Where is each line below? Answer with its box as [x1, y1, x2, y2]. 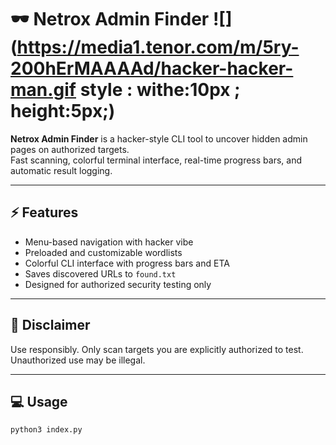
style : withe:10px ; [79, 79, 241, 101]
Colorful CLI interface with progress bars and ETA [24, 257, 230, 269]
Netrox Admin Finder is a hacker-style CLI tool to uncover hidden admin [10, 132, 308, 145]
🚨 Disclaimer [10, 317, 91, 334]
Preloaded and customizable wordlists [24, 246, 183, 258]
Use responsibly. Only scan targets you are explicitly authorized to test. [10, 343, 304, 355]
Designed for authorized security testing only [24, 278, 212, 290]
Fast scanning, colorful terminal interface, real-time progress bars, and [10, 154, 302, 166]
